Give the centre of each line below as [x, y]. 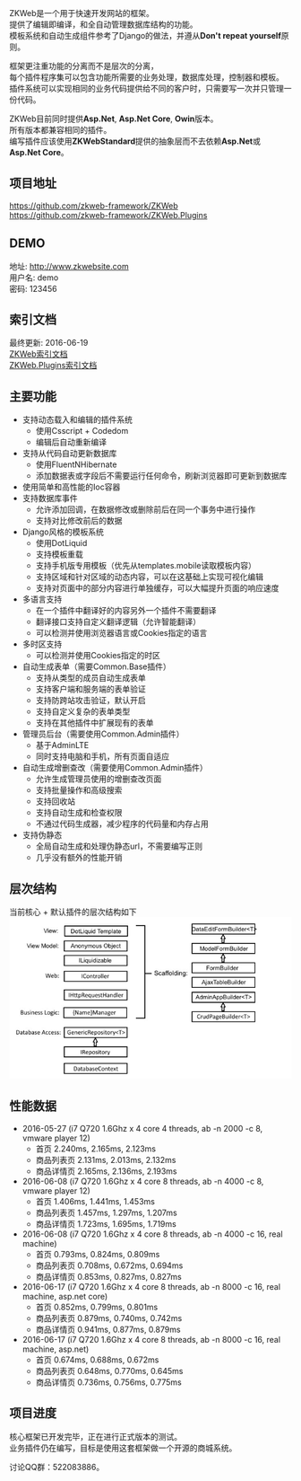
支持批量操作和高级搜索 [79, 790]
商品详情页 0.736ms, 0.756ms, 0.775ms [108, 1382]
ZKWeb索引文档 [39, 354]
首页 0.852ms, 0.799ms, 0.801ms [97, 1307]
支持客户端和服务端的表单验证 [90, 689]
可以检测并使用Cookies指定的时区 [98, 656]
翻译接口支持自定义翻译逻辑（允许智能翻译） [118, 621]
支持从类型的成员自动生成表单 [90, 678]
